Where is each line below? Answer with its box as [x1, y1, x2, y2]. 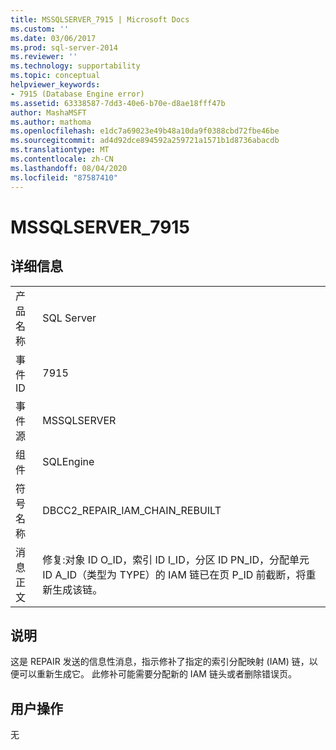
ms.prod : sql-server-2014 [10, 42, 118, 53]
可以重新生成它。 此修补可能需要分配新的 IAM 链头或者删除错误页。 [18, 668, 297, 680]
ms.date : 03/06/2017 [10, 33, 97, 43]
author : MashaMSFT [10, 107, 87, 118]
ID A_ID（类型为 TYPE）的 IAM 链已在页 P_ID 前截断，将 [42, 567, 307, 581]
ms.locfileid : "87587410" [10, 172, 118, 183]
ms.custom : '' [10, 24, 70, 34]
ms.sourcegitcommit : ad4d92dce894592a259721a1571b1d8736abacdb [10, 136, 280, 146]
